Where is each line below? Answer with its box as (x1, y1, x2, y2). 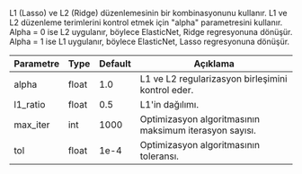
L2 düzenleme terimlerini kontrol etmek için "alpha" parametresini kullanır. (9, 17, 283, 28)
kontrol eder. (139, 84, 194, 96)
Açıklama (193, 57, 235, 70)
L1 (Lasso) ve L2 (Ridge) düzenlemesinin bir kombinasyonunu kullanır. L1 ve (9, 8, 288, 18)
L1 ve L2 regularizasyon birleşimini (139, 73, 288, 84)
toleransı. (139, 150, 180, 162)
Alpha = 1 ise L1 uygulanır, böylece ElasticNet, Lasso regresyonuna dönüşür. (9, 36, 290, 47)
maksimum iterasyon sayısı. (139, 125, 256, 136)
